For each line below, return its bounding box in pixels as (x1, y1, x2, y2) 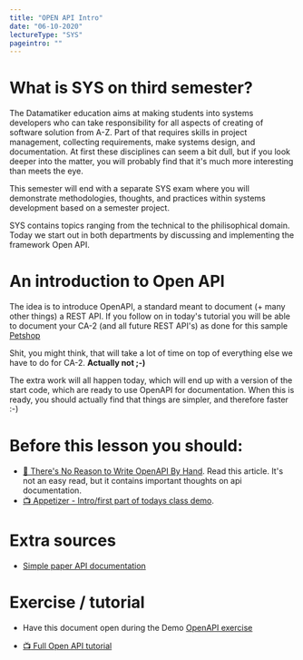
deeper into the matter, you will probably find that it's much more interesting (9, 156, 294, 167)
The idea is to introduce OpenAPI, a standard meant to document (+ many (9, 301, 286, 312)
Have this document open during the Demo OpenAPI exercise (22, 622, 253, 633)
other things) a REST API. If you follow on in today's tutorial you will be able (9, 310, 290, 322)
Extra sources (9, 530, 116, 551)
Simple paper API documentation (22, 560, 147, 571)
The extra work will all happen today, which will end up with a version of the (9, 375, 293, 386)
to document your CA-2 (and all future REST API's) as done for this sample (9, 320, 288, 331)
